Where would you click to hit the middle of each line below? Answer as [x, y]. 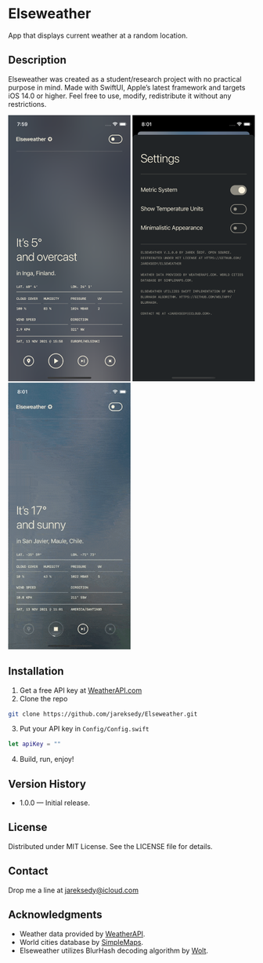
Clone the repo [43, 698]
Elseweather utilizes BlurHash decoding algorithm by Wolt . [114, 950]
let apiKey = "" [34, 744]
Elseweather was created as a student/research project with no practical [125, 79]
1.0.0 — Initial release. [54, 803]
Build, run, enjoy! [47, 760]
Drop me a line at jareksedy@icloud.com [74, 890]
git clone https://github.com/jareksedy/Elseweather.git [103, 714]
